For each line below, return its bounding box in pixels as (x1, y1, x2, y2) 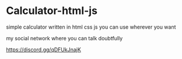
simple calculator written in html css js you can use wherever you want (6, 23, 176, 30)
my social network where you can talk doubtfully (6, 34, 123, 41)
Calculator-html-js (6, 4, 98, 18)
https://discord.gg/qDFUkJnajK (6, 46, 82, 53)
